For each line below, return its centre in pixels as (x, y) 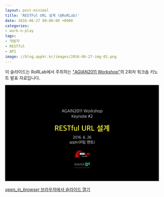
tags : (10, 36)
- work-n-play (20, 31)
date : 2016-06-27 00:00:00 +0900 (39, 20)
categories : (17, 26)
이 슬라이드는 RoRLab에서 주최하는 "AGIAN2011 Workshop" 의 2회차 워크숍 (77, 72)
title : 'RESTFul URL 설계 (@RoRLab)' (42, 15)
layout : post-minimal (27, 10)
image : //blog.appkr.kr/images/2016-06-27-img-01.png (61, 57)
